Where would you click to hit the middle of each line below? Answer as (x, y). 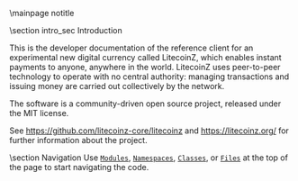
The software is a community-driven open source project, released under (145, 104)
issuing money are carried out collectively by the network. (117, 86)
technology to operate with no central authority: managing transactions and (149, 77)
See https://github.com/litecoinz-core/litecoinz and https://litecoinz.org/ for (149, 131)
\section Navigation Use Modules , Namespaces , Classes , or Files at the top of (149, 158)
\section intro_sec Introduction (66, 30)
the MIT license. (39, 113)
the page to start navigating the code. (79, 167)
